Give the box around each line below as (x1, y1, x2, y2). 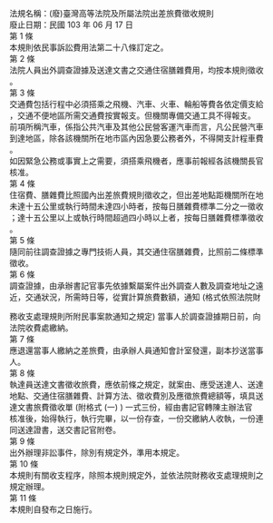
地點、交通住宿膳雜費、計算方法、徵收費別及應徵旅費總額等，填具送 (9, 390, 264, 401)
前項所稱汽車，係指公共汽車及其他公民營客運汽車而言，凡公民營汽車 (9, 122, 264, 132)
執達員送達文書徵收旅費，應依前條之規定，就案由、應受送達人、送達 (9, 380, 264, 390)
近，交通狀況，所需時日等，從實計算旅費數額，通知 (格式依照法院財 (9, 291, 261, 302)
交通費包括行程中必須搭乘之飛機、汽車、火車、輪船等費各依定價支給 (9, 99, 264, 109)
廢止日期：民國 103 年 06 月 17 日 (9, 19, 133, 30)
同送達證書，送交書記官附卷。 (9, 425, 121, 435)
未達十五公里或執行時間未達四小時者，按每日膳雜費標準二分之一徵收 (9, 201, 264, 212)
